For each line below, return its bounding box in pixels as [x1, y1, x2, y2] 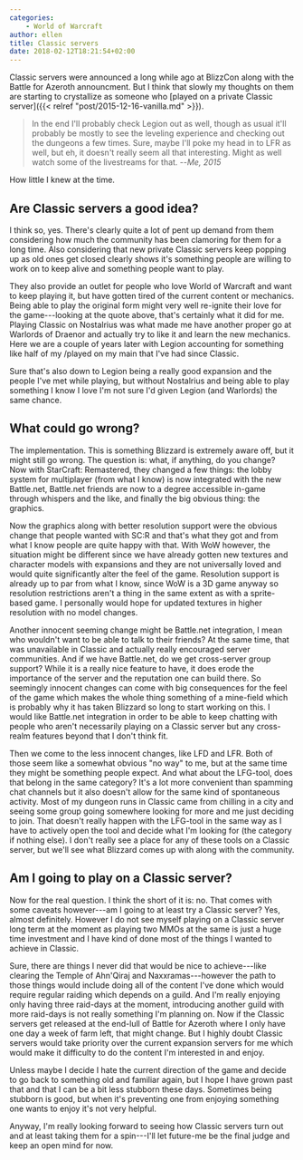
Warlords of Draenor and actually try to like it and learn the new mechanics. [9, 328, 291, 340]
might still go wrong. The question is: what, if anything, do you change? [9, 454, 276, 465]
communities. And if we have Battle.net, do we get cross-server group [9, 653, 271, 664]
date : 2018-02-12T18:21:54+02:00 [9, 47, 136, 56]
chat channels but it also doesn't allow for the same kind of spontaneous [9, 786, 280, 797]
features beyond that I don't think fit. [32, 730, 169, 741]
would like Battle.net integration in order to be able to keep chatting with [9, 710, 278, 721]
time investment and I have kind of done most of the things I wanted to [9, 933, 273, 943]
